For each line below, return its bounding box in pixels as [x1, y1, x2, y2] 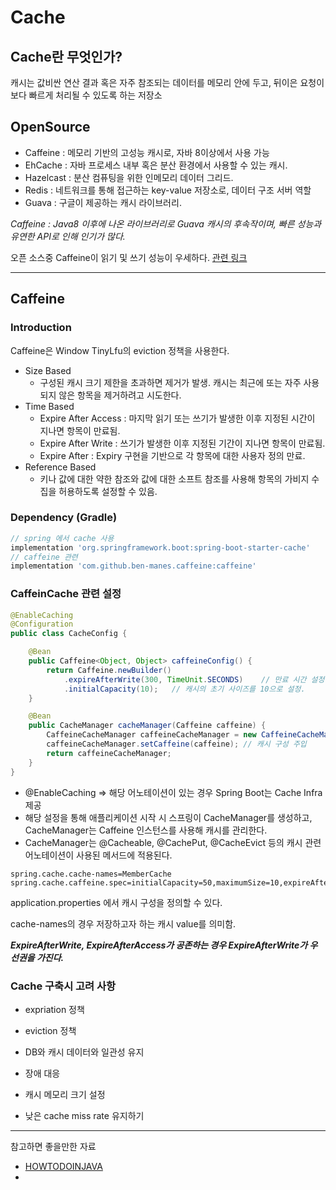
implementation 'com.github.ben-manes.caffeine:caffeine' [10, 561, 257, 571]
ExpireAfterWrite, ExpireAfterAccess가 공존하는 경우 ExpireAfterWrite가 [10, 939, 308, 951]
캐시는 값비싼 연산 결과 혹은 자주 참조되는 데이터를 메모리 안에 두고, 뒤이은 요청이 [10, 77, 325, 88]
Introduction [10, 321, 72, 335]
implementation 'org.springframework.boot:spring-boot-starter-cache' [10, 542, 311, 553]
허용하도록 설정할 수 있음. [58, 485, 158, 497]
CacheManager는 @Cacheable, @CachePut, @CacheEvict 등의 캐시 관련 [24, 836, 322, 848]
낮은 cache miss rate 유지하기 [24, 1109, 145, 1121]
